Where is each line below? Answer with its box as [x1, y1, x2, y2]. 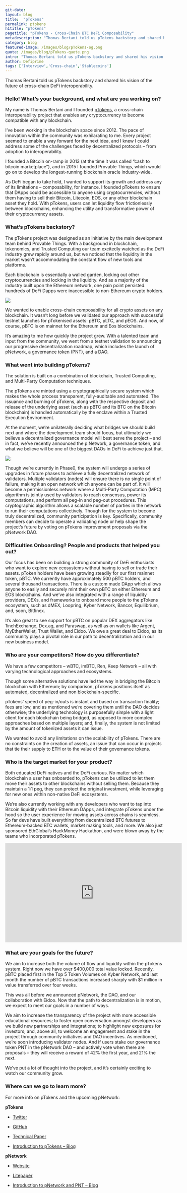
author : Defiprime [5, 59, 44, 64]
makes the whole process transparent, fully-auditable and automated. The [5, 393, 159, 400]
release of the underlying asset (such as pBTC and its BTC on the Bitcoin [5, 404, 156, 410]
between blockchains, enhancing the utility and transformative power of [5, 206, 155, 212]
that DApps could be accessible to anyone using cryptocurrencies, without [5, 189, 160, 195]
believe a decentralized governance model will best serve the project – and [5, 435, 161, 441]
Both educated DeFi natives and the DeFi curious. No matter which [5, 769, 144, 776]
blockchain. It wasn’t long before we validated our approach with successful [5, 312, 164, 318]
